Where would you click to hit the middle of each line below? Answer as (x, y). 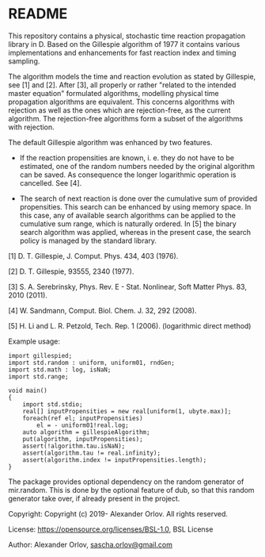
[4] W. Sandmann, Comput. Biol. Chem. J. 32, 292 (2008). (102, 310)
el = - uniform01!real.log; (83, 425)
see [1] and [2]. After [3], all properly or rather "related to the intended (122, 85)
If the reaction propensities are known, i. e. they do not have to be (127, 157)
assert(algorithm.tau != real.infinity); (91, 453)
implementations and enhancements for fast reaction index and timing (122, 52)
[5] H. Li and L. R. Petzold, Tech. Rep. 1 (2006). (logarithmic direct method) (130, 325)
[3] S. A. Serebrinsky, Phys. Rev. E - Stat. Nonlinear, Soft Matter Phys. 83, (128, 286)
